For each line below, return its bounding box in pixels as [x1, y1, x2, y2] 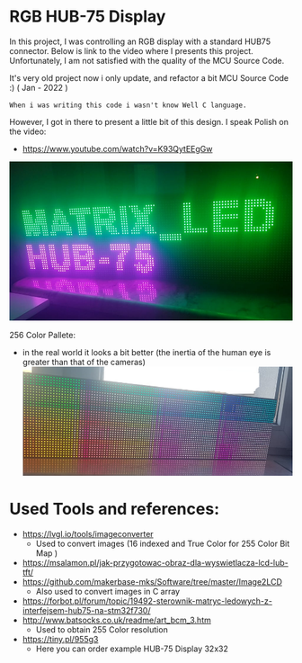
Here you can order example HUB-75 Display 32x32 [35, 643, 229, 654]
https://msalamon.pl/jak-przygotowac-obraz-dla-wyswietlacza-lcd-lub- [22, 557, 289, 568]
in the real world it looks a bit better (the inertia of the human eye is [22, 347, 271, 358]
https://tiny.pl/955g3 [22, 633, 99, 644]
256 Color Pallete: [9, 330, 76, 341]
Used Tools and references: [9, 499, 220, 519]
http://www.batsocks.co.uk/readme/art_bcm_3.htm [22, 614, 211, 625]
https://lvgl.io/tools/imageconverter [22, 528, 155, 539]
